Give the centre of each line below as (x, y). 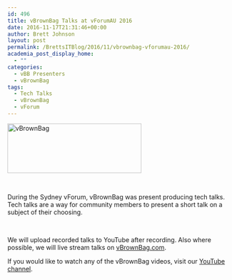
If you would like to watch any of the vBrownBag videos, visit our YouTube (116, 261)
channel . (20, 269)
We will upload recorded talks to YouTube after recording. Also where (110, 239)
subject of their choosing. (45, 212)
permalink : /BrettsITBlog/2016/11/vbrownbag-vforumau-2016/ (99, 47)
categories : (25, 67)
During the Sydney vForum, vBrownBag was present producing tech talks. (116, 196)
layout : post (27, 41)
